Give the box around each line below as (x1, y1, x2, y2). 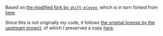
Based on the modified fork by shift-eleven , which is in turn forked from (5, 5, 158, 10)
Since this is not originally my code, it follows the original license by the (5, 20, 155, 25)
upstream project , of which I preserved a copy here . (5, 25, 115, 31)
